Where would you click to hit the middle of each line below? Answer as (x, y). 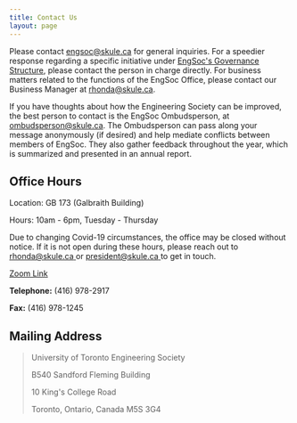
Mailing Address (56, 336)
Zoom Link (29, 273)
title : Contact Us (43, 17)
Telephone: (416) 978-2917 (59, 291)
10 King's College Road (74, 392)
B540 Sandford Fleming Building (91, 375)
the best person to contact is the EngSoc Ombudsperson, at (120, 116)
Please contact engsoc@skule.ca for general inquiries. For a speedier (137, 51)
